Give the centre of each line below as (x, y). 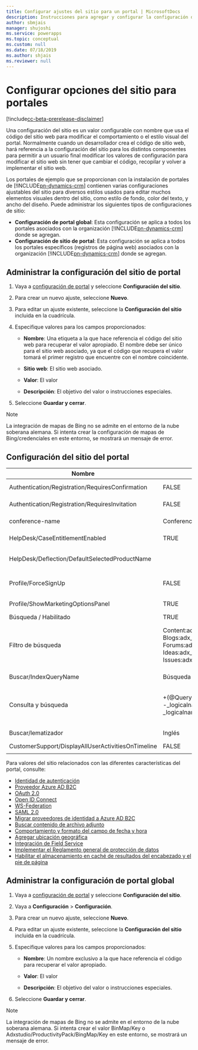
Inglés (171, 733)
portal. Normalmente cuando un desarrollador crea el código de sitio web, (96, 143)
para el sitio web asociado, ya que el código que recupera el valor (103, 351)
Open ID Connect (36, 800)
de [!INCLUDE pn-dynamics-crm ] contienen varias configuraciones (87, 186)
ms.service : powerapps (34, 34)
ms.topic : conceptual (33, 39)
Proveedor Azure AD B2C (45, 787)
